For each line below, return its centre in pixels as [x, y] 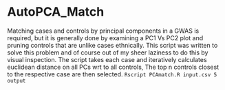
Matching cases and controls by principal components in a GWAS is [103, 31]
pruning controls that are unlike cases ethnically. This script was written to [112, 45]
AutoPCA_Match [56, 12]
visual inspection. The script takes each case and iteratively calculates [107, 59]
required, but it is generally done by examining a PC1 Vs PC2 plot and [105, 37]
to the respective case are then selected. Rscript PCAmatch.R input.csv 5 [112, 74]
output [17, 80]
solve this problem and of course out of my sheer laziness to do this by [108, 52]
